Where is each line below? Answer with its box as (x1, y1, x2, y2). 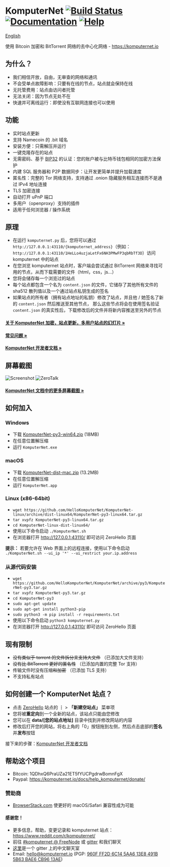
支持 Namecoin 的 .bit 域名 (12, 136, 69, 142)
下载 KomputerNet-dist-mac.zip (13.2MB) (12, 469, 99, 475)
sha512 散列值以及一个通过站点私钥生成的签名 (12, 288, 109, 294)
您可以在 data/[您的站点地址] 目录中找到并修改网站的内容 (12, 717, 132, 723)
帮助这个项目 (5, 757, 46, 765)
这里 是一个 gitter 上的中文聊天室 (12, 845, 80, 851)
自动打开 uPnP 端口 (12, 194, 53, 200)
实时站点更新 (12, 130, 40, 136)
